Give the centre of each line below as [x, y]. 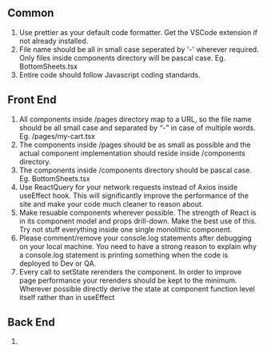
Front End [32, 100]
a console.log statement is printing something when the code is [124, 255]
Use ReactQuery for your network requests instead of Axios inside [128, 187]
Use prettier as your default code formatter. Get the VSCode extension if [138, 32]
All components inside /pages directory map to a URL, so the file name [135, 119]
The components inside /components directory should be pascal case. [135, 170]
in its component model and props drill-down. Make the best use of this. [138, 221]
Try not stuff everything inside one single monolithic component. [126, 229]
